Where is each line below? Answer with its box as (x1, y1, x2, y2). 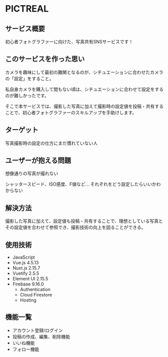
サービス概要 (5, 24, 45, 33)
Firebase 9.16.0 (12, 281, 44, 287)
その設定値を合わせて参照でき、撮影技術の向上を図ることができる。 (5, 224, 146, 230)
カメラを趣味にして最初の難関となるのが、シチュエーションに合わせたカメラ (5, 69, 163, 75)
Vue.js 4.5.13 (12, 260, 39, 266)
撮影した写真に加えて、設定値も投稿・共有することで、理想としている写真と (5, 218, 163, 224)
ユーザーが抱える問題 (5, 156, 71, 165)
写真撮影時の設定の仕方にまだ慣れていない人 (5, 140, 98, 146)
